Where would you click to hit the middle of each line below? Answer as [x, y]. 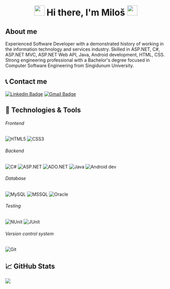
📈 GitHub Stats [30, 266]
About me [21, 32]
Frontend [15, 123]
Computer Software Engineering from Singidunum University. [70, 66]
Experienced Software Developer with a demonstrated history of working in [85, 44]
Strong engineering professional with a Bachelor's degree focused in [78, 60]
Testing [13, 206]
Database [16, 178]
